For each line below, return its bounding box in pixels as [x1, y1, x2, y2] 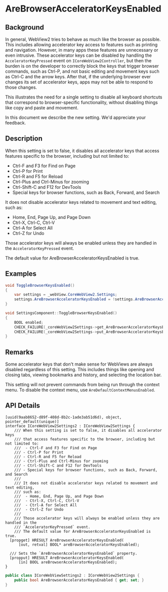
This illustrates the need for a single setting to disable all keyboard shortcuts [5, 94, 162, 100]
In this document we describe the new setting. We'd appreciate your [5, 114, 146, 121]
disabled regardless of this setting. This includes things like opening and [5, 367, 154, 373]
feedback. [5, 120, 26, 126]
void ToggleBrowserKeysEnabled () [5, 283, 75, 288]
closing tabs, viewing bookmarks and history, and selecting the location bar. [5, 372, 162, 378]
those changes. [5, 84, 37, 90]
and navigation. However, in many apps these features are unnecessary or [5, 47, 158, 53]
